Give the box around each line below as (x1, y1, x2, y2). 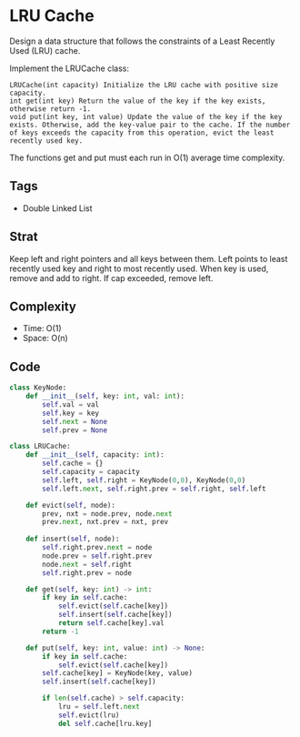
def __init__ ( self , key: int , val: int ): (25, 392, 185, 401)
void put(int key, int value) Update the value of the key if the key (9, 112, 283, 121)
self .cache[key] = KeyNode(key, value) (42, 669, 194, 678)
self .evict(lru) (57, 711, 120, 720)
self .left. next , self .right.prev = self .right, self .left (42, 484, 266, 493)
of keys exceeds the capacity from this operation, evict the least (9, 128, 275, 137)
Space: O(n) (22, 333, 68, 344)
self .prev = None (42, 425, 107, 435)
